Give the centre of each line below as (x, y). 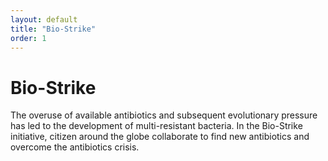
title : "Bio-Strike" (53, 29)
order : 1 (28, 38)
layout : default (44, 19)
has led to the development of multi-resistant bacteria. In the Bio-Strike (156, 126)
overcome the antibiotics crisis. (75, 147)
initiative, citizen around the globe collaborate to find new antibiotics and (160, 137)
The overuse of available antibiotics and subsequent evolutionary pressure (164, 115)
